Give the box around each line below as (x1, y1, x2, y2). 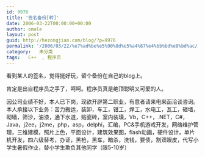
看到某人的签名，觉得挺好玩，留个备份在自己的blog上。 (6, 71, 146, 79)
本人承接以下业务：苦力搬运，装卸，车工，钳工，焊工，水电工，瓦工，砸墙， (6, 105, 199, 113)
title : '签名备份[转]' (6, 15, 60, 21)
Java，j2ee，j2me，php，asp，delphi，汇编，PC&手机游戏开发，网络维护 (6, 120, 193, 128)
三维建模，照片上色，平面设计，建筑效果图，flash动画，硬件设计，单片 (16, 128, 195, 136)
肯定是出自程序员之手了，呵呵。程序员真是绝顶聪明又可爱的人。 (6, 85, 167, 92)
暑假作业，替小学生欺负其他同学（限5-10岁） (16, 144, 130, 151)
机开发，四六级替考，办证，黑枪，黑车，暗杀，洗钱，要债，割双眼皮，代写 (6, 136, 193, 144)
